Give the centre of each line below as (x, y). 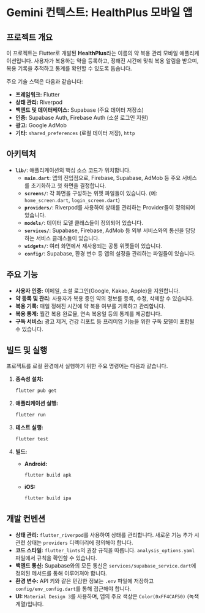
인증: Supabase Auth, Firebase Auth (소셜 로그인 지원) (82, 118)
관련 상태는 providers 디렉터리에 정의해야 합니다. (74, 542)
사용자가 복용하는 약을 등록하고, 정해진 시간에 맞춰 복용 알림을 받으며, (116, 61)
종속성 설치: (29, 379)
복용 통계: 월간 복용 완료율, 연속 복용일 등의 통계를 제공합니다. (88, 313)
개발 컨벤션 (26, 519)
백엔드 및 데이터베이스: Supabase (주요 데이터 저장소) (79, 110)
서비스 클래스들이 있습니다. (68, 238)
